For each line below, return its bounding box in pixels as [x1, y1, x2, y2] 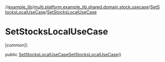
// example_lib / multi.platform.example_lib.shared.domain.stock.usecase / [5, 4, 151, 10]
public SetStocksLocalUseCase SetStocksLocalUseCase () [5, 51, 122, 57]
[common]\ [5, 42, 28, 48]
